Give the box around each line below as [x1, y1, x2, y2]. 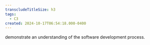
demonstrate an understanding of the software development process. [5, 34, 145, 40]
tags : [5, 12, 16, 17]
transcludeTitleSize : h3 [5, 7, 56, 12]
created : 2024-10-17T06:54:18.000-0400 [5, 21, 86, 26]
